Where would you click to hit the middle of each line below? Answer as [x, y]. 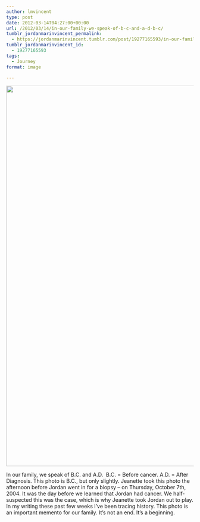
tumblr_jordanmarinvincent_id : [45, 45]
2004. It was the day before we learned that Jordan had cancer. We [89, 493]
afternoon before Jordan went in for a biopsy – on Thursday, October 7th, [96, 488]
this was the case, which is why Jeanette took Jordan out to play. [113, 500]
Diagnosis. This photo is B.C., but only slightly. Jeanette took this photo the [98, 481]
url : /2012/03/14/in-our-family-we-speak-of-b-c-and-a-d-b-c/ [85, 28]
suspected [19, 500]
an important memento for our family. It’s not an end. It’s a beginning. [91, 512]
